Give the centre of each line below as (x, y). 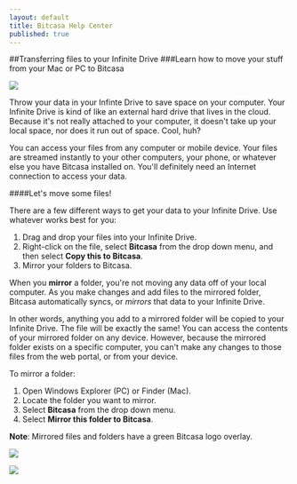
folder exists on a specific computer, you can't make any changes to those (146, 347)
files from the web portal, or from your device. (94, 357)
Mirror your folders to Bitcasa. (77, 266)
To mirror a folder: (42, 374)
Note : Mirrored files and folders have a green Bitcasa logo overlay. (131, 437)
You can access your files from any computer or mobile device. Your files (144, 148)
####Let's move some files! (60, 194)
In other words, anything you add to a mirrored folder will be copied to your (147, 319)
